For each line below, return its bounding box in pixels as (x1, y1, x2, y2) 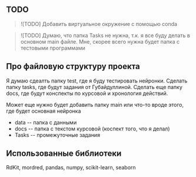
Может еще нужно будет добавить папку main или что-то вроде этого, (6, 101, 184, 108)
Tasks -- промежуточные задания (14, 131, 100, 138)
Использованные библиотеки (6, 149, 122, 159)
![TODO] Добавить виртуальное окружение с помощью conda (20, 20, 178, 27)
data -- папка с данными (14, 119, 77, 126)
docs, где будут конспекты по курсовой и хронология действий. (6, 90, 168, 97)
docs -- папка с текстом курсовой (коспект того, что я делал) (14, 125, 170, 132)
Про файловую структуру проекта (6, 61, 140, 71)
